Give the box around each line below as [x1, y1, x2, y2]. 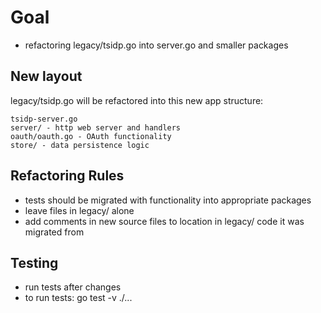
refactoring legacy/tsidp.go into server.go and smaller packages [24, 39, 289, 51]
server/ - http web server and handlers [10, 122, 182, 133]
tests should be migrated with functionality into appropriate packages [24, 194, 312, 206]
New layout [10, 68, 83, 85]
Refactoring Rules [10, 167, 125, 185]
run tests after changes [24, 281, 122, 293]
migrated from [24, 226, 85, 238]
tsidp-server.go [10, 114, 78, 124]
